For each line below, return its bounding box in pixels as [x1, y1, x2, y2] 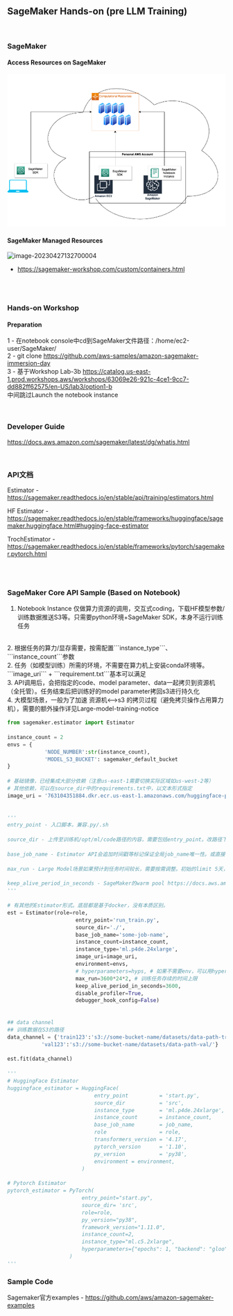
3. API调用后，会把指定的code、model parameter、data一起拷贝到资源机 [7, 679, 216, 687]
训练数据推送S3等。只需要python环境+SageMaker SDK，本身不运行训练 [17, 613, 223, 621]
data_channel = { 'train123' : [7, 1033, 92, 1041]
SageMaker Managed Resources [7, 236, 103, 245]
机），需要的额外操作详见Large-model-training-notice [7, 704, 159, 713]
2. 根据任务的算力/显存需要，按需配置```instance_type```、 [7, 644, 172, 652]
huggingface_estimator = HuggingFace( [7, 1084, 119, 1091]
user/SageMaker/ [7, 345, 57, 353]
